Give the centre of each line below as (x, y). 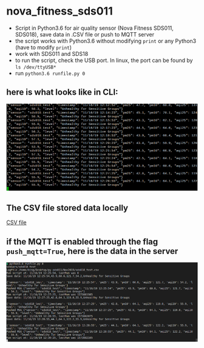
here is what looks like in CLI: (62, 92)
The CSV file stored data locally (67, 208)
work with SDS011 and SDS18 (52, 53)
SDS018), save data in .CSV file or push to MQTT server (85, 34)
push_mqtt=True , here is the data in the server (92, 251)
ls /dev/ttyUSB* (36, 67)
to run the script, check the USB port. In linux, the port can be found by (104, 60)
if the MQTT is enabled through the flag (82, 241)
